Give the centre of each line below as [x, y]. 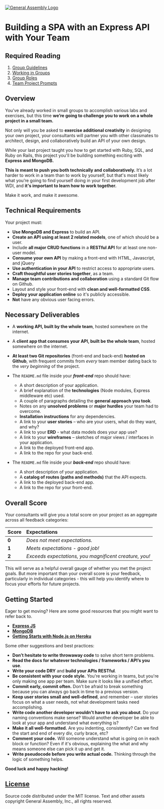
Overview [20, 99]
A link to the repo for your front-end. [56, 488]
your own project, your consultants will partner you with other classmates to [82, 135]
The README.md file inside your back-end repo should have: [71, 462]
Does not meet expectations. [59, 540]
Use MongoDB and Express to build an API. [56, 232]
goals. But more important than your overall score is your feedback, [73, 573]
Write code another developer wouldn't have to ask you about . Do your [85, 713]
